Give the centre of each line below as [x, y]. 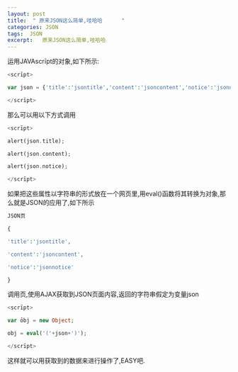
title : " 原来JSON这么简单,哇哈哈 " [66, 21]
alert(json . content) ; [39, 154]
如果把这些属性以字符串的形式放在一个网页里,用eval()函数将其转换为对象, [114, 194]
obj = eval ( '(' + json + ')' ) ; [47, 334]
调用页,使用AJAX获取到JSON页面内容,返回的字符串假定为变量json [103, 294]
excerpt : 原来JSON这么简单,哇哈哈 [57, 40]
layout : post [27, 14]
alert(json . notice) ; [38, 167]
